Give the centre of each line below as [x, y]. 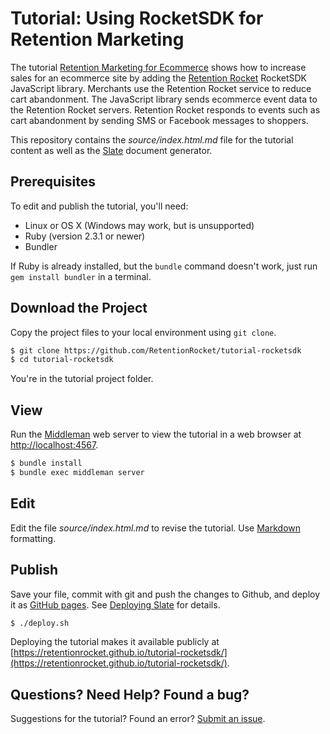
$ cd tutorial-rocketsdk [62, 360]
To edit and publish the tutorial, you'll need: [99, 206]
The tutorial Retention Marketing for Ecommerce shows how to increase [158, 67]
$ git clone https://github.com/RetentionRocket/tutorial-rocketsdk [156, 350]
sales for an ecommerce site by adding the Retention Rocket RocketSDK [159, 78]
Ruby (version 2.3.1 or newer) [85, 236]
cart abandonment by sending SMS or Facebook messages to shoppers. [159, 120]
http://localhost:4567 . [54, 445]
